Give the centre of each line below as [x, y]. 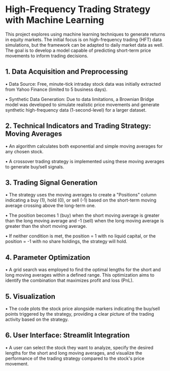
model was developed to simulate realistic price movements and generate [82, 105]
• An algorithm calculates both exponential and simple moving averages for [84, 146]
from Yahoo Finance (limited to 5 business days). [56, 89]
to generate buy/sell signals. [35, 166]
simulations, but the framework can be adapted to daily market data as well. [84, 45]
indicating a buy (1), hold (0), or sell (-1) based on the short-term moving [81, 200]
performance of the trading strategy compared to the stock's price [75, 358]
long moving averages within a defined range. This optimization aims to [80, 275]
